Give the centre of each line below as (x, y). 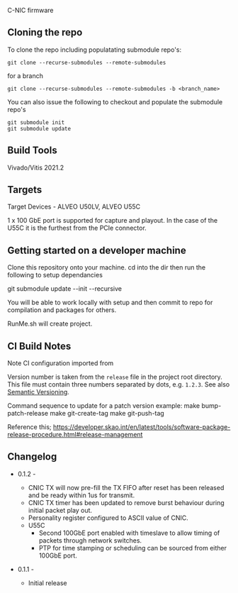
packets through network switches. (90, 540)
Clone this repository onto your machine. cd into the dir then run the (107, 267)
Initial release (47, 583)
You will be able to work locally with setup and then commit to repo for (110, 303)
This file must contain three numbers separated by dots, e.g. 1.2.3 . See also (119, 384)
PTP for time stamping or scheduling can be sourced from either (133, 548)
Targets (25, 190)
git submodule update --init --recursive (65, 289)
